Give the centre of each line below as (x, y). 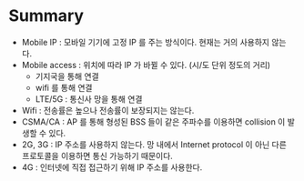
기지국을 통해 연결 (67, 76)
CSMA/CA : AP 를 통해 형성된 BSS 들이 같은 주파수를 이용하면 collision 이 (153, 121)
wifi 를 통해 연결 (64, 87)
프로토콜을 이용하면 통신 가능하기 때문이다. (97, 156)
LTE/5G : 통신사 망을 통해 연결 (89, 99)
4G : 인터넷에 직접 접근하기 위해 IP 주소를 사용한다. (112, 167)
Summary (46, 16)
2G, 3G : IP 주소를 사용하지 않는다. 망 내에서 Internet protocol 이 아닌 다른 (154, 144)
